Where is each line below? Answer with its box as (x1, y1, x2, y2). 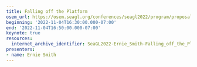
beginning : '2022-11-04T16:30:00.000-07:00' (6, 19, 117, 25)
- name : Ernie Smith (6, 52, 57, 58)
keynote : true (6, 30, 41, 36)
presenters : (6, 47, 35, 52)
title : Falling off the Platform (6, 8, 88, 15)
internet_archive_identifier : (11, 41, 85, 47)
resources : (6, 36, 33, 41)
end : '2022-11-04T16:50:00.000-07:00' (6, 24, 101, 31)
